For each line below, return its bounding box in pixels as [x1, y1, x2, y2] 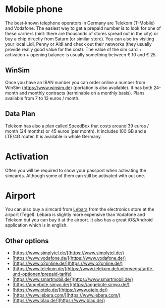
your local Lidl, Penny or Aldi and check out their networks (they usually [5, 41, 152, 47]
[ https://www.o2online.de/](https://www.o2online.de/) [12, 260, 123, 267]
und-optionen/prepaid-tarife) [12, 271, 72, 277]
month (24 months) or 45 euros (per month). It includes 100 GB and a [5, 128, 147, 134]
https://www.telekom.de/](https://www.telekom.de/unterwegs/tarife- [14, 266, 155, 272]
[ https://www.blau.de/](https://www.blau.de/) [12, 298, 105, 304]
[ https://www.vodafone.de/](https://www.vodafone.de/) [12, 255, 126, 261]
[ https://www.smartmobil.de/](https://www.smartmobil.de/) [12, 276, 133, 282]
